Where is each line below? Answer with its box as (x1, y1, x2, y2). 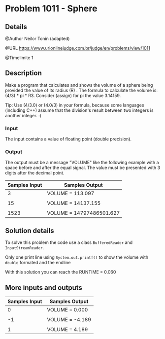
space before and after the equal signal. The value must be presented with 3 (5, 165, 161, 170)
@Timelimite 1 (5, 55, 33, 61)
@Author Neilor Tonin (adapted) (5, 35, 70, 41)
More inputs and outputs (5, 283, 83, 292)
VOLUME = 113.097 (46, 190, 95, 197)
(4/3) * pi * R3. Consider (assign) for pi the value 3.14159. (5, 92, 121, 99)
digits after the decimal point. (5, 170, 65, 176)
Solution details (5, 226, 54, 235)
